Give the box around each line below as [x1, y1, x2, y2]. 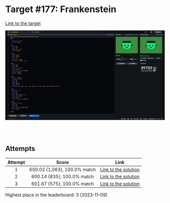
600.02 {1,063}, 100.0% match [29, 167, 96, 173]
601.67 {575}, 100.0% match [31, 181, 94, 187]
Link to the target [5, 20, 41, 26]
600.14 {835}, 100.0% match [31, 174, 94, 180]
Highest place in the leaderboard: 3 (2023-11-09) [5, 192, 108, 198]
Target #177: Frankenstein [5, 4, 116, 15]
